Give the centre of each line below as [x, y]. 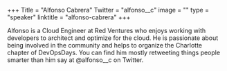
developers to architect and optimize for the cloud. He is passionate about [113, 38]
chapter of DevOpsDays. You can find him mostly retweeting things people [113, 52]
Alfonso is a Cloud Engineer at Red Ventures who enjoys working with [107, 31]
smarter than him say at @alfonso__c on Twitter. [75, 60]
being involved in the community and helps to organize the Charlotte [105, 45]
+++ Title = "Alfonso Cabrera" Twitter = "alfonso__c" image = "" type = [108, 10]
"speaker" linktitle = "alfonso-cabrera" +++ [69, 17]
